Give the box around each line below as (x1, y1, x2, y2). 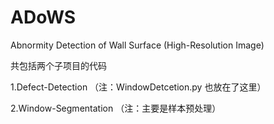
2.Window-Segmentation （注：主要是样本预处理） (10, 102, 222, 114)
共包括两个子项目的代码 (10, 59, 107, 71)
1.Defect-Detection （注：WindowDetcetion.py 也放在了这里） (10, 81, 267, 93)
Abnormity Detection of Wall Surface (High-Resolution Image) (10, 39, 265, 51)
